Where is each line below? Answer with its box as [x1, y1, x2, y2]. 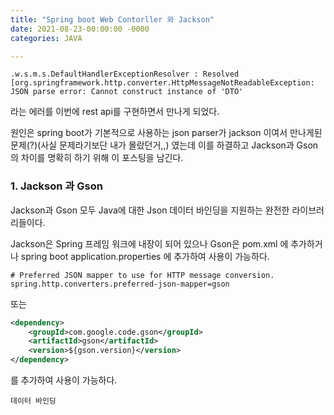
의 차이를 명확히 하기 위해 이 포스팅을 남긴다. [10, 152, 184, 164]
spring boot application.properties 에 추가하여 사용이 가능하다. [20, 250, 270, 262]
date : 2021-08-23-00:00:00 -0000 [10, 24, 150, 34]
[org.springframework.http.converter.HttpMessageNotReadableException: [10, 78, 315, 88]
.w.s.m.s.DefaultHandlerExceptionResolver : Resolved [10, 69, 240, 80]
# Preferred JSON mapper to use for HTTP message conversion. [10, 270, 275, 280]
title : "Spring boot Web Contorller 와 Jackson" [10, 14, 215, 25]
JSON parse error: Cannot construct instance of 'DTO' [10, 87, 244, 97]
